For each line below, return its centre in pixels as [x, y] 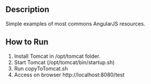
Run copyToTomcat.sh [41, 68]
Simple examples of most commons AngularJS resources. [75, 23]
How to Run [27, 42]
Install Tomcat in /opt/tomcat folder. [57, 56]
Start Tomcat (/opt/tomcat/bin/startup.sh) [64, 62]
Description [27, 10]
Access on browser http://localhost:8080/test [69, 75]
